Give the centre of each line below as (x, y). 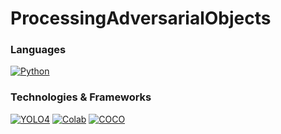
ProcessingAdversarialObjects (141, 18)
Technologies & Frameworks (81, 97)
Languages (38, 50)
